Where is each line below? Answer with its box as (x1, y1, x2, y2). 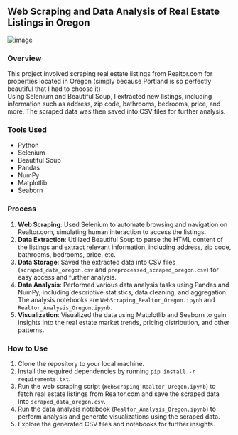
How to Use (7, 343, 48, 353)
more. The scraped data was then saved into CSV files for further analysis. (7, 107, 226, 116)
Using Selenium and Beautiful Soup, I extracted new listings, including (7, 92, 212, 101)
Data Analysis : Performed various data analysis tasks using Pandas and (17, 280, 229, 289)
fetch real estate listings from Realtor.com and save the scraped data (17, 390, 220, 398)
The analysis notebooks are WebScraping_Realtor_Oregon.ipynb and (17, 295, 215, 304)
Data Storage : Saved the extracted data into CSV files (17, 258, 176, 266)
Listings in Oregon (7, 17, 90, 29)
